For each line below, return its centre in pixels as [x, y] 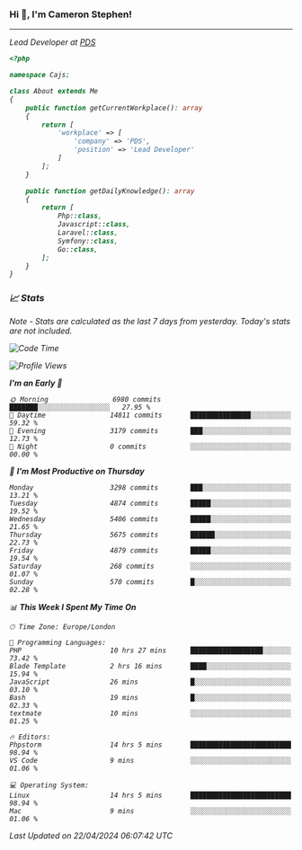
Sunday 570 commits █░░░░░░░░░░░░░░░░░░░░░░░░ [151, 582]
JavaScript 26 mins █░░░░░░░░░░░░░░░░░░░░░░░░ [151, 682]
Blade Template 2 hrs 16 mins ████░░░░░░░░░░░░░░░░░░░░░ [151, 666]
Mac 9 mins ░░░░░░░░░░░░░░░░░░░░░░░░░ [151, 811]
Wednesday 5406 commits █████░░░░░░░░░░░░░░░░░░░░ [151, 519]
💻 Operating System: [49, 785]
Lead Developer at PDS [53, 42]
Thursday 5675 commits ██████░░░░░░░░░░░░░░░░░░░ [151, 535]
